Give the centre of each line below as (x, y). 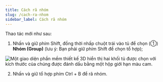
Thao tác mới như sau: (29, 34)
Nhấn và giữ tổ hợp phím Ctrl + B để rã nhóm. (60, 74)
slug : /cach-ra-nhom (27, 15)
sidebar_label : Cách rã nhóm (36, 19)
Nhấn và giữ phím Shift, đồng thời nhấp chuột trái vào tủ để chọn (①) (85, 44)
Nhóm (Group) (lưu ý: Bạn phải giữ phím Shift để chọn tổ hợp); (78, 49)
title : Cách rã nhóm (27, 10)
